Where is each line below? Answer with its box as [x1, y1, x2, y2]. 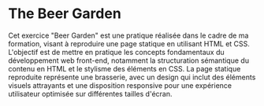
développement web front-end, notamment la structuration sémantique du [8, 56, 250, 65]
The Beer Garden [8, 5, 122, 23]
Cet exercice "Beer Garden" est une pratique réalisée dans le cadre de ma [8, 31, 249, 40]
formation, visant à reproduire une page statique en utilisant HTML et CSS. [8, 38, 251, 48]
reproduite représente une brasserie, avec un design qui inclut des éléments [8, 72, 256, 82]
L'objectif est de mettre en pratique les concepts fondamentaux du [8, 47, 225, 57]
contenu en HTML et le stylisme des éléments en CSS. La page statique [8, 64, 241, 73]
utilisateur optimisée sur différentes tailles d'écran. [8, 89, 173, 98]
